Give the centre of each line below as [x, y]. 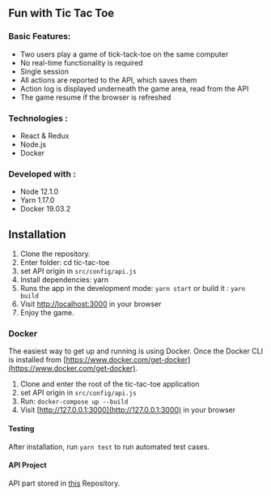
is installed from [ [37, 360]
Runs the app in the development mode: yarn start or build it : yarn [133, 289]
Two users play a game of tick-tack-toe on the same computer [124, 54]
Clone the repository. [55, 254]
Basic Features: [40, 36]
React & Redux [44, 135]
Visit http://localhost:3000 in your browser [91, 304]
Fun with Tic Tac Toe [61, 13]
